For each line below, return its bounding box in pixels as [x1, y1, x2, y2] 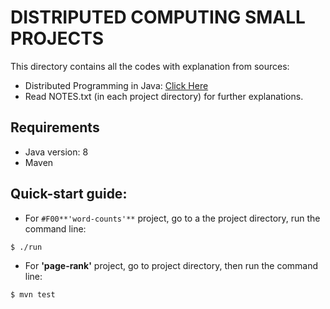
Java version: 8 [24, 146, 89, 158]
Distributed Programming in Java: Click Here [24, 79, 209, 91]
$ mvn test [10, 289, 56, 300]
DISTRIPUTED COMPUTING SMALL [10, 6, 306, 29]
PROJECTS [10, 27, 105, 50]
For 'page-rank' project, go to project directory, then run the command [24, 259, 319, 271]
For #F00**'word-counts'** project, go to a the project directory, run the [24, 212, 321, 224]
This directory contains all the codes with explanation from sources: [10, 60, 290, 72]
